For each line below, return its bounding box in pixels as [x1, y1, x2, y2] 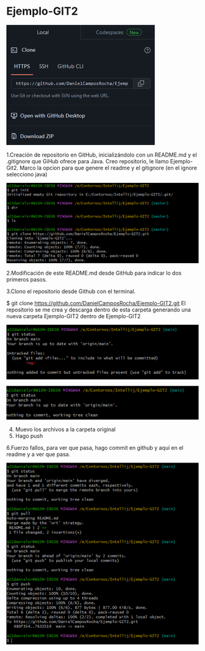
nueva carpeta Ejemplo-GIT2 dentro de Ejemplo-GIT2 [6, 313, 141, 320]
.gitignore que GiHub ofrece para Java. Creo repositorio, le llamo [6, 157, 169, 165]
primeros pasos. [6, 276, 48, 283]
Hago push [15, 432, 43, 439]
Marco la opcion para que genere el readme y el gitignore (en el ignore [19, 164, 197, 171]
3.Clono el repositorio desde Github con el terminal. [6, 288, 136, 295]
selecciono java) [6, 170, 48, 178]
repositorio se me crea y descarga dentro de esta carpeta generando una [6, 306, 191, 313]
